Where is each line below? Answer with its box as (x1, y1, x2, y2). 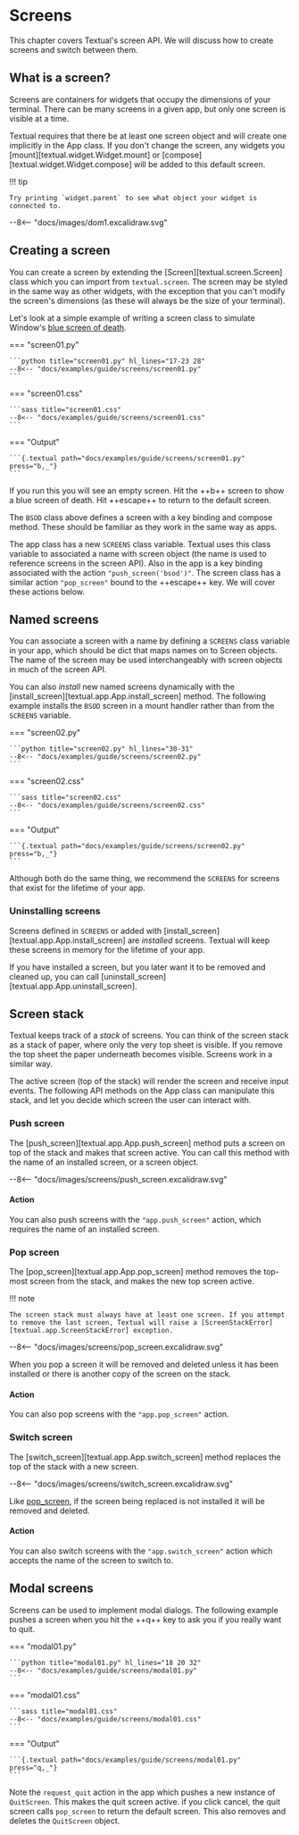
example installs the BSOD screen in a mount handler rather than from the (9, 701, 275, 711)
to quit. (9, 1623, 36, 1634)
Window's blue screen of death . (9, 322, 127, 332)
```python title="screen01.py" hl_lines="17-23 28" (9, 357, 205, 366)
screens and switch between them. (9, 44, 138, 55)
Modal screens (9, 1581, 94, 1596)
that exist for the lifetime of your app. (9, 882, 145, 894)
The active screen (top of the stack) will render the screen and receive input (9, 1076, 289, 1087)
